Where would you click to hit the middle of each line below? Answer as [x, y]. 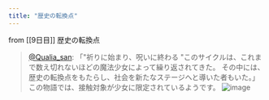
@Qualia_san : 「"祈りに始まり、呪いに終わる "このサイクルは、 [134, 56]
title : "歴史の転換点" [43, 16]
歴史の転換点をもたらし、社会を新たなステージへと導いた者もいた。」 [144, 77]
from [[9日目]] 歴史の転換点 [54, 40]
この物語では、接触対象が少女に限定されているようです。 [124, 87]
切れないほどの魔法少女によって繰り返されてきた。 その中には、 [157, 67]
